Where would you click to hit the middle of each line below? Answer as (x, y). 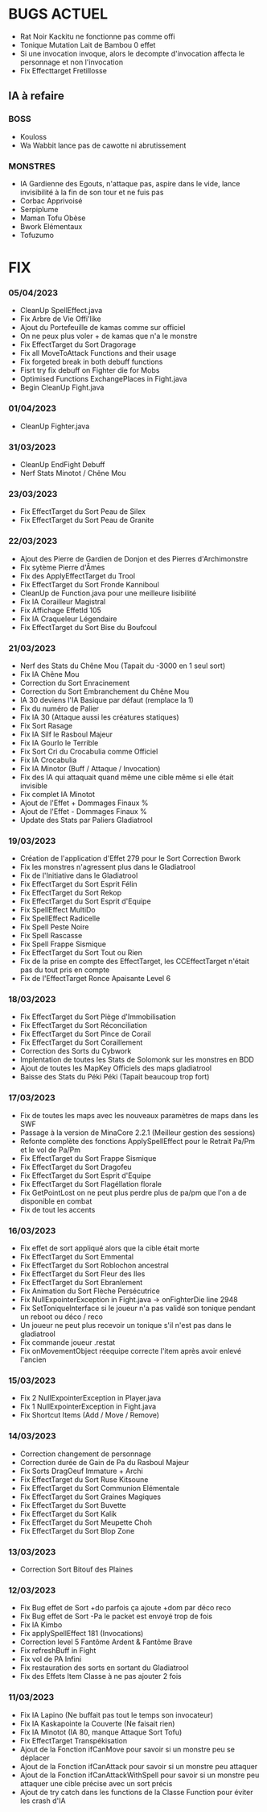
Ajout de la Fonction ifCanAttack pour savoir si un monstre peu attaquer (139, 1766)
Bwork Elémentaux (51, 226)
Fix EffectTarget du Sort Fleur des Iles (82, 1274)
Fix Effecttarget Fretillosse (63, 70)
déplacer (35, 1758)
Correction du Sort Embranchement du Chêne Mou (105, 691)
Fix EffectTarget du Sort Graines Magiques (90, 1497)
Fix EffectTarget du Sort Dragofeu (76, 1167)
